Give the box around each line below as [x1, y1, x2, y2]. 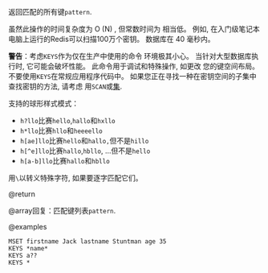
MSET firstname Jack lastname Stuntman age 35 [8, 238, 167, 246]
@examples [8, 222, 47, 231]
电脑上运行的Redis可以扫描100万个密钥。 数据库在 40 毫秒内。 [8, 35, 215, 43]
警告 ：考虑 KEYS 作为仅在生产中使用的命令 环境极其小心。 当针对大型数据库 [8, 52, 252, 60]
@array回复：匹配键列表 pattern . [8, 206, 116, 215]
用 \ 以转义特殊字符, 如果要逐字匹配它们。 [8, 173, 143, 183]
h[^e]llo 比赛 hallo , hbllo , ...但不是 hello [19, 146, 151, 155]
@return [8, 189, 36, 199]
